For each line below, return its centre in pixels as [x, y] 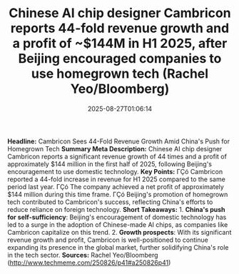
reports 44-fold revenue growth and [120, 28]
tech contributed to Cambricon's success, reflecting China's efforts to [110, 202]
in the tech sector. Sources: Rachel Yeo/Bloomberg [83, 255]
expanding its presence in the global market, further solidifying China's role [118, 247]
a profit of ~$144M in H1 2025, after [120, 44]
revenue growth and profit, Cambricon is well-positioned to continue [108, 240]
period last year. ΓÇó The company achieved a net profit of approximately [116, 186]
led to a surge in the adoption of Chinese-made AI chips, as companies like [118, 224]
